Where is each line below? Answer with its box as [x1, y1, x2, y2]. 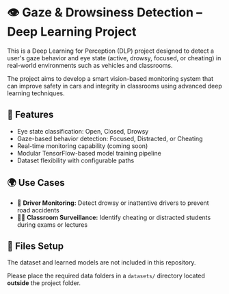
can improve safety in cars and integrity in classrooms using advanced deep [7, 82, 222, 90]
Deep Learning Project [7, 24, 137, 40]
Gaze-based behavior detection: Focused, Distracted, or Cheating [16, 134, 203, 143]
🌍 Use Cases [7, 177, 65, 188]
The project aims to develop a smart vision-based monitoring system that [7, 74, 214, 82]
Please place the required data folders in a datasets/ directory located [7, 271, 205, 280]
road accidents [16, 206, 59, 214]
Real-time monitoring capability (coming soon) [16, 141, 148, 150]
